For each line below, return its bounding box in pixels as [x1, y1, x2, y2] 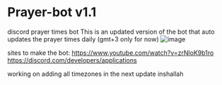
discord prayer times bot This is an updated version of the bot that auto [7, 27, 215, 36]
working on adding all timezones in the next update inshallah [7, 70, 184, 78]
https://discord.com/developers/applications [7, 55, 137, 64]
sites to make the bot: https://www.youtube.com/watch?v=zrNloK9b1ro [7, 48, 214, 57]
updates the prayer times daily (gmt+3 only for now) [7, 34, 159, 43]
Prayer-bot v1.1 [7, 4, 97, 20]
